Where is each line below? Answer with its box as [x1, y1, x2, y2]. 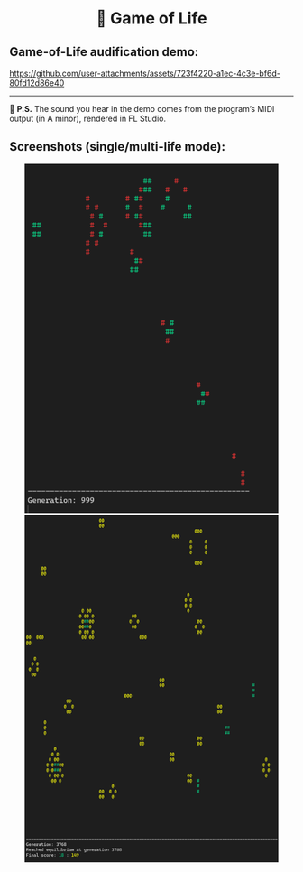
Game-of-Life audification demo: [9, 44, 199, 60]
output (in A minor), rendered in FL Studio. [9, 113, 167, 124]
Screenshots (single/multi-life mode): [9, 139, 225, 154]
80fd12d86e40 [9, 78, 65, 88]
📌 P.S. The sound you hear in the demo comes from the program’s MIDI [9, 104, 275, 114]
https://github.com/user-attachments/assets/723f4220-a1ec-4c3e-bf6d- [9, 68, 281, 79]
